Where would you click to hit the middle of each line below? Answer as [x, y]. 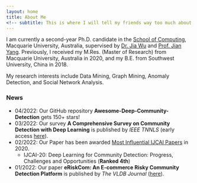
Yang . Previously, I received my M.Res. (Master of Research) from [86, 52]
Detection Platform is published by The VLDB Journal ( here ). [89, 174]
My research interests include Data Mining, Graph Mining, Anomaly [88, 76]
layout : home [22, 12]
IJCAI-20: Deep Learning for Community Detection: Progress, [98, 155]
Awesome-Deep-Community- [132, 111]
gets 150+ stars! [60, 117]
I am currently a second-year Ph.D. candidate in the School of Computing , [96, 40]
